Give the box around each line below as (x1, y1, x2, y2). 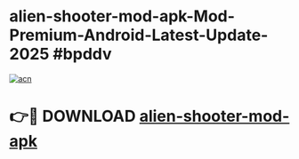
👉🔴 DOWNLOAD (9, 107, 136, 126)
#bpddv (53, 44, 113, 64)
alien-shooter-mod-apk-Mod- (9, 6, 236, 27)
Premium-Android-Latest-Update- (9, 25, 269, 45)
